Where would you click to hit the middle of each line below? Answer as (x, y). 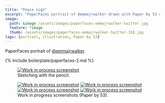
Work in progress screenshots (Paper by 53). (63, 95)
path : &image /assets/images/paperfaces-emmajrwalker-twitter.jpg (79, 23)
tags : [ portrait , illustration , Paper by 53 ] (52, 37)
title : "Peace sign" (26, 10)
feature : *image (26, 28)
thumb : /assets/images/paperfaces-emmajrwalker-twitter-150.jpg (77, 32)
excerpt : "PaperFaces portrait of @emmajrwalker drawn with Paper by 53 (81, 14)
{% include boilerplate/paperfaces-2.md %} (50, 60)
